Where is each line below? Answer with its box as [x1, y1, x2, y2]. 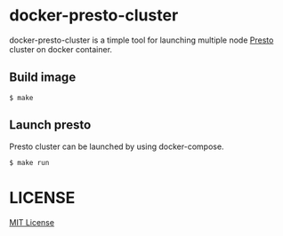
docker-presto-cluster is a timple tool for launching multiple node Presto [9, 35, 274, 45]
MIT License [9, 216, 55, 227]
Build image [9, 70, 77, 85]
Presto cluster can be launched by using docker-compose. [9, 141, 224, 152]
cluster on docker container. [9, 43, 113, 54]
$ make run [9, 158, 50, 167]
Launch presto [9, 117, 92, 133]
